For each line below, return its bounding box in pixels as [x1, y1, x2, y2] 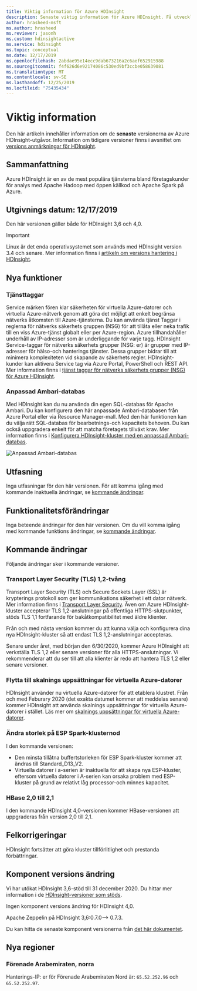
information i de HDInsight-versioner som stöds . [6, 891, 123, 898]
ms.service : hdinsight [6, 42, 62, 48]
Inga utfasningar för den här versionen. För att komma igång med [6, 482, 164, 489]
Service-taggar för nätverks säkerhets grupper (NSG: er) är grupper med [6, 342, 183, 349]
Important [6, 232, 30, 239]
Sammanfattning [6, 160, 69, 170]
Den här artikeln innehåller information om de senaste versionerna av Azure [6, 130, 189, 137]
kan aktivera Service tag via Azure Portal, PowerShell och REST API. [24, 360, 189, 367]
